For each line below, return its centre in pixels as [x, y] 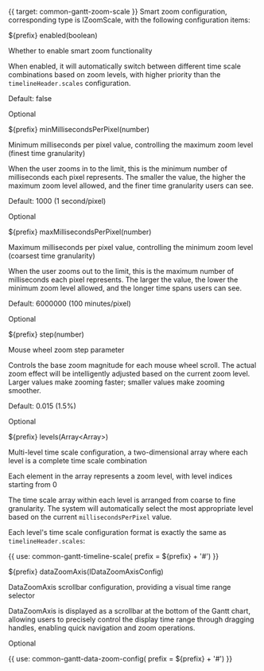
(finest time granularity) [47, 153]
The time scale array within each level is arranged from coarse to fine [122, 500]
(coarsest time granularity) [52, 256]
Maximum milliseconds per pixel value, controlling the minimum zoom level [131, 247]
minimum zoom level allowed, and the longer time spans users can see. [125, 288]
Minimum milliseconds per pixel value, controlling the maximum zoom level [131, 145]
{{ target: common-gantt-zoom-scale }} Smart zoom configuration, [118, 12]
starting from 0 [33, 484]
